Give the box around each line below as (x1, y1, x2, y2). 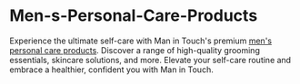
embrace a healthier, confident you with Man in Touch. (9, 64, 214, 75)
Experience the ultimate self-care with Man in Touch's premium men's (9, 35, 273, 46)
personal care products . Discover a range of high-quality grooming (9, 44, 261, 55)
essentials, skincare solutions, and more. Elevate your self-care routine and (9, 54, 292, 65)
